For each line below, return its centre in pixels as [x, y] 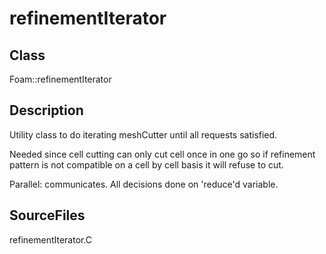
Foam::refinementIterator [60, 79]
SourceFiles [47, 215]
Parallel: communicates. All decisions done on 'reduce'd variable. [144, 184]
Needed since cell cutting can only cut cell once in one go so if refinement [162, 154]
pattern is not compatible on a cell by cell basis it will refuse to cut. [146, 164]
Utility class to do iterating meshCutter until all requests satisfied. [143, 134]
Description [46, 110]
